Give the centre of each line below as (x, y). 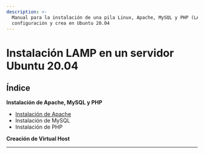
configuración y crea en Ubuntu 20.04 (61, 23)
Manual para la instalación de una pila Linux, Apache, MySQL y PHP (100, 18)
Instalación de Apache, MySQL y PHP (54, 103)
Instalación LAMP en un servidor (90, 53)
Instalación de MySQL (42, 121)
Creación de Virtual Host (38, 139)
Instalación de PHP (39, 127)
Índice (18, 88)
